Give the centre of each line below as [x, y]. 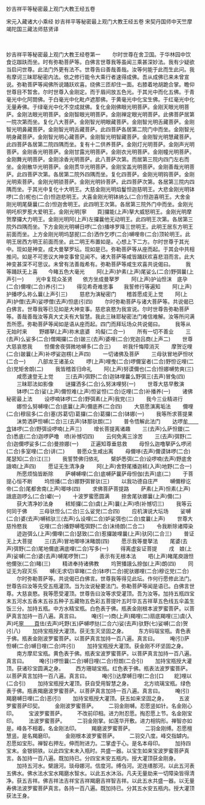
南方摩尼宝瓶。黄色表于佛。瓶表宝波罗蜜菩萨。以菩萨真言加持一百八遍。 [105, 653]
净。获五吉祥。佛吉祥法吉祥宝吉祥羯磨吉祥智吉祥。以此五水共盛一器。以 [95, 781]
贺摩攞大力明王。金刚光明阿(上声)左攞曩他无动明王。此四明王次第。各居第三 [100, 219]
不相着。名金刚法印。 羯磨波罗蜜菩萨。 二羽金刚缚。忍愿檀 [109, 728]
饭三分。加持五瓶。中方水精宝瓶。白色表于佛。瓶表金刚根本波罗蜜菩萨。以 [98, 609]
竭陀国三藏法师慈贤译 [32, 29]
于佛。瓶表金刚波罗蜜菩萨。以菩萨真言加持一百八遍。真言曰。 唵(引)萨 [98, 638]
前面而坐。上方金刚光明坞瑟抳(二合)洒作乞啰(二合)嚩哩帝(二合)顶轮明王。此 [98, 234]
